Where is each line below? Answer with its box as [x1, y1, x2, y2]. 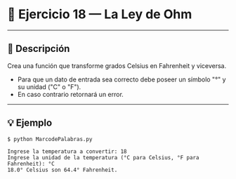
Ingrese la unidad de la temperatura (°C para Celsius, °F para [7, 154, 199, 161]
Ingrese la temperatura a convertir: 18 [7, 147, 128, 155]
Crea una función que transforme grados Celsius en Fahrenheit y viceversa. [7, 61, 227, 69]
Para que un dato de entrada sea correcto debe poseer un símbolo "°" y [17, 75, 226, 84]
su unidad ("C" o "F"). [17, 82, 81, 91]
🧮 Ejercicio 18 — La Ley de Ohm [7, 6, 192, 22]
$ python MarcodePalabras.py [7, 135, 93, 142]
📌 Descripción [7, 43, 70, 55]
